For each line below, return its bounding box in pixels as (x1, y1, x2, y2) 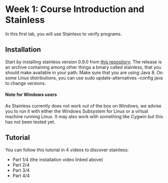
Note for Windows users (5, 91, 57, 98)
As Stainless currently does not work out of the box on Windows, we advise (5, 103, 161, 109)
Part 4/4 (12, 172, 30, 178)
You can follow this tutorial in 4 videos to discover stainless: (5, 147, 129, 153)
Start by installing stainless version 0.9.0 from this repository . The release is (5, 59, 162, 65)
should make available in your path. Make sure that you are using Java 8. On (5, 69, 163, 75)
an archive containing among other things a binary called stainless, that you (5, 64, 161, 70)
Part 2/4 (12, 162, 30, 168)
